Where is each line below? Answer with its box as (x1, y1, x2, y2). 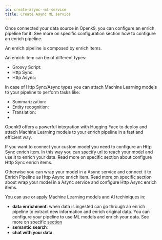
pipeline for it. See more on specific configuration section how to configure (5, 30, 156, 36)
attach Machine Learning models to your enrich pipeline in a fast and (5, 129, 143, 135)
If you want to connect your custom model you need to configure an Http (5, 144, 152, 149)
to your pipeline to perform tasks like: (5, 89, 81, 95)
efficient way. (5, 134, 33, 140)
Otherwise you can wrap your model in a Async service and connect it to (5, 168, 152, 174)
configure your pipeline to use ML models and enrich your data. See (12, 214, 149, 219)
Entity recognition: (12, 104, 49, 110)
